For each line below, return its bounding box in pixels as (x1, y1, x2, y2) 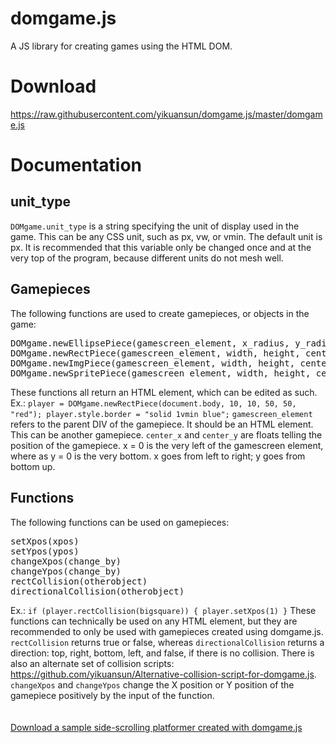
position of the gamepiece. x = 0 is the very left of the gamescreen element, (10, 439, 324, 451)
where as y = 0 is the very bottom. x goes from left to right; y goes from (10, 450, 306, 462)
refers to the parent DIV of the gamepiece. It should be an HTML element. (10, 418, 314, 430)
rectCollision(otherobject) (10, 575, 148, 587)
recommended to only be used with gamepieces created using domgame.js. (10, 625, 324, 637)
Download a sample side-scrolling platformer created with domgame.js (10, 721, 303, 733)
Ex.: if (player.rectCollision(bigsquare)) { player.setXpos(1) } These (10, 604, 317, 616)
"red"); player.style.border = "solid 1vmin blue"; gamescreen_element (10, 409, 313, 419)
